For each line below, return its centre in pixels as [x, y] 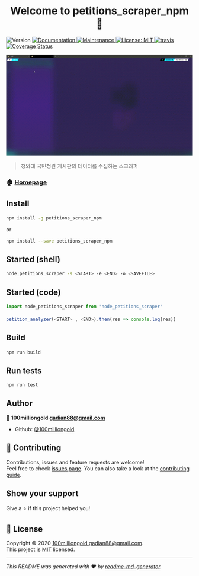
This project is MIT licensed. [41, 549]
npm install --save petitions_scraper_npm [59, 241]
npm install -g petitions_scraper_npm [54, 218]
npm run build [24, 352]
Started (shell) [33, 259]
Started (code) [33, 292]
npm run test [22, 385]
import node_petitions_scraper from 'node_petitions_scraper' [84, 307]
